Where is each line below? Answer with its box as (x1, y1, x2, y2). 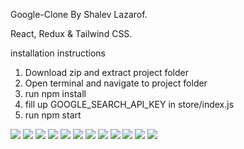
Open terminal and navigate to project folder (24, 77, 208, 89)
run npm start (24, 109, 82, 121)
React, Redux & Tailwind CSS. (10, 28, 133, 39)
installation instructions (10, 47, 106, 59)
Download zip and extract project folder (24, 67, 189, 78)
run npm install (24, 88, 87, 99)
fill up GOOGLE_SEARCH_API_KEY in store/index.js (24, 99, 235, 110)
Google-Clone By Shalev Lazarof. (10, 9, 148, 20)
